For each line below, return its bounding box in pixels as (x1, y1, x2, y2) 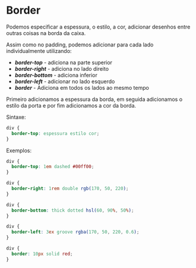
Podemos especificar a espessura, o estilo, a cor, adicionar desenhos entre (6, 23, 191, 30)
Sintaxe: (6, 113, 26, 121)
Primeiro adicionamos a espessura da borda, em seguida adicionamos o (6, 96, 183, 103)
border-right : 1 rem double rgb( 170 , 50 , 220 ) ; (11, 185, 129, 192)
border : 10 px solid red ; (11, 251, 73, 257)
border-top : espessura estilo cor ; (11, 130, 100, 137)
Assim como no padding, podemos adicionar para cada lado (6, 41, 154, 48)
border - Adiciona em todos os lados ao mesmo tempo (14, 84, 150, 91)
